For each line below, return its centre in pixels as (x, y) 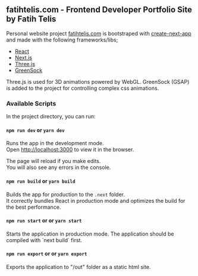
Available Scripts (31, 103)
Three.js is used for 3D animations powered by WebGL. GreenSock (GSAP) (98, 81)
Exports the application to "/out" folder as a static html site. (78, 266)
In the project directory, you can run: (51, 117)
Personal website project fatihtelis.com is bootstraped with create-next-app (99, 33)
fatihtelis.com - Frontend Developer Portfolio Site (99, 10)
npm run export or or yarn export (47, 254)
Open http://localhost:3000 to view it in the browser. (70, 150)
